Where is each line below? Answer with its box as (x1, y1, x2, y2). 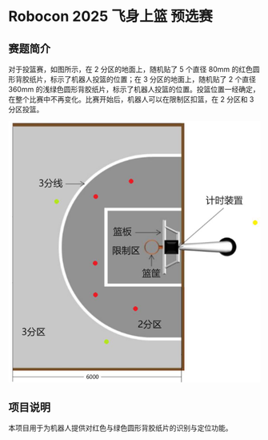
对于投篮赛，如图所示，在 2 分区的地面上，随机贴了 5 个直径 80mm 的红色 (8, 65, 254, 74)
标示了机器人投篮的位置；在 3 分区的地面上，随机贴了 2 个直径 (50, 75, 256, 84)
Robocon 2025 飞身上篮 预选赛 (8, 7, 214, 26)
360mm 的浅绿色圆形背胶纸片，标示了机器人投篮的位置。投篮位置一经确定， (8, 85, 260, 94)
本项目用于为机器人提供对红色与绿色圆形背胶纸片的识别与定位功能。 (8, 423, 233, 433)
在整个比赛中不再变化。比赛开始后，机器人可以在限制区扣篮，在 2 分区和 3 (8, 95, 254, 104)
